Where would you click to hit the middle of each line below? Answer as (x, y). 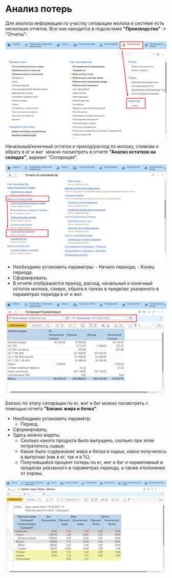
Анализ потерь (39, 9)
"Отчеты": (16, 34)
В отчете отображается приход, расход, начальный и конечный (82, 283)
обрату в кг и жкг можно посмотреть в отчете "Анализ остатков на (81, 152)
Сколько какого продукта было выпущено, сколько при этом (87, 441)
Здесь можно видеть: (36, 435)
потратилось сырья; (42, 446)
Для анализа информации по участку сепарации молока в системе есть (85, 23)
